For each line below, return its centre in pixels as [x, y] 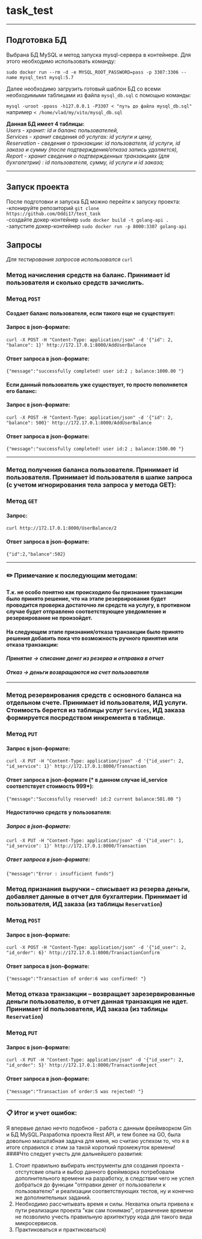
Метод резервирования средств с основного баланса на [94, 695]
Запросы [24, 245]
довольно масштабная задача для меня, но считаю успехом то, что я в [98, 1141]
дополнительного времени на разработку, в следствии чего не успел [104, 1178]
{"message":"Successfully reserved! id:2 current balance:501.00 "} [94, 799]
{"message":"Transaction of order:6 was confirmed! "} [76, 979]
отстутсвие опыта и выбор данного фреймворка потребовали [94, 1171]
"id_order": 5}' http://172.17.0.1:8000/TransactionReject [82, 1065]
